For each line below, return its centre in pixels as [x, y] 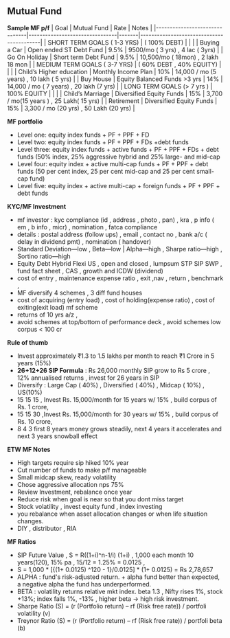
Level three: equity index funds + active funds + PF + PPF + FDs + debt [118, 149]
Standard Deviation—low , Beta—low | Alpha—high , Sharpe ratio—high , [120, 249]
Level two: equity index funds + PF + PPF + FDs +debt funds [103, 142]
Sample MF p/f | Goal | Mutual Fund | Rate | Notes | [80, 27]
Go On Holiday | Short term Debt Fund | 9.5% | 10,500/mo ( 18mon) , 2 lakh [113, 57]
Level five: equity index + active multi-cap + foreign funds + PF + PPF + [118, 185]
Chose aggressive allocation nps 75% [70, 484]
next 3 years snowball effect [57, 436]
